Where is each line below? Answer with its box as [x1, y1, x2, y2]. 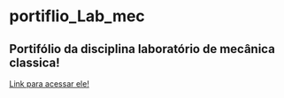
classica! [9, 55, 60, 70]
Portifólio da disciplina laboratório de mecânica [9, 41, 276, 57]
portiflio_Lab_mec [9, 6, 146, 26]
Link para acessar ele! [9, 79, 90, 89]
